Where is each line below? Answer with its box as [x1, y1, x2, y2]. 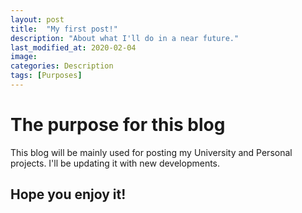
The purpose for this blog [10, 114, 226, 136]
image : [10, 52, 38, 62]
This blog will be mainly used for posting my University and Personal [10, 146, 293, 158]
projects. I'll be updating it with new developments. [10, 157, 221, 169]
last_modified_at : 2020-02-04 [10, 42, 137, 53]
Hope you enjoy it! [10, 186, 127, 203]
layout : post [10, 14, 65, 25]
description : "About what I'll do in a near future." [10, 33, 240, 43]
